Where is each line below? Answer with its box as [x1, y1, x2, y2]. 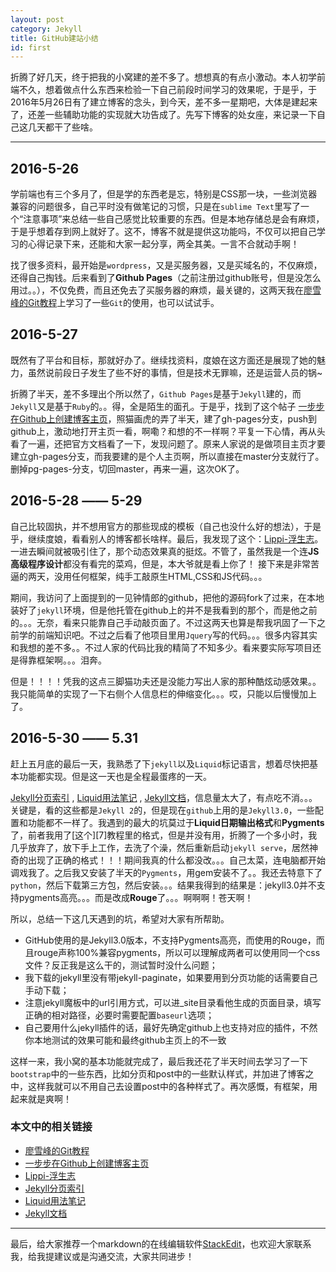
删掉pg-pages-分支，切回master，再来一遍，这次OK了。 [10, 462, 245, 475]
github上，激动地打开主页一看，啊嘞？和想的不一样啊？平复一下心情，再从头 [10, 425, 326, 437]
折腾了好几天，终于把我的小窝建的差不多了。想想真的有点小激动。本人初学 [10, 71, 317, 83]
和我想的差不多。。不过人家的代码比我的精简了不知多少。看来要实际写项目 [10, 641, 313, 653]
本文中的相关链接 [10, 1120, 93, 1134]
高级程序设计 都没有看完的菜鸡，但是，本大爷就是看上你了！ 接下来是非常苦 [10, 557, 320, 570]
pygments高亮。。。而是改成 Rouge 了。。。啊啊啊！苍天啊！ [18, 891, 254, 903]
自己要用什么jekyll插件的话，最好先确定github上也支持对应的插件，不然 [24, 1021, 318, 1033]
